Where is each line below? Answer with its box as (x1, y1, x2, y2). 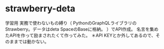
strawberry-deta (5, 3, 76, 14)
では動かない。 (18, 38, 49, 45)
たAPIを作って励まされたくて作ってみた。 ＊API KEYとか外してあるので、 (5, 32, 156, 38)
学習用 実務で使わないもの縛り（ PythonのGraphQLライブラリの (5, 20, 137, 26)
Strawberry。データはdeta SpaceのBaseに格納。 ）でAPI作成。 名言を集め (5, 26, 159, 32)
